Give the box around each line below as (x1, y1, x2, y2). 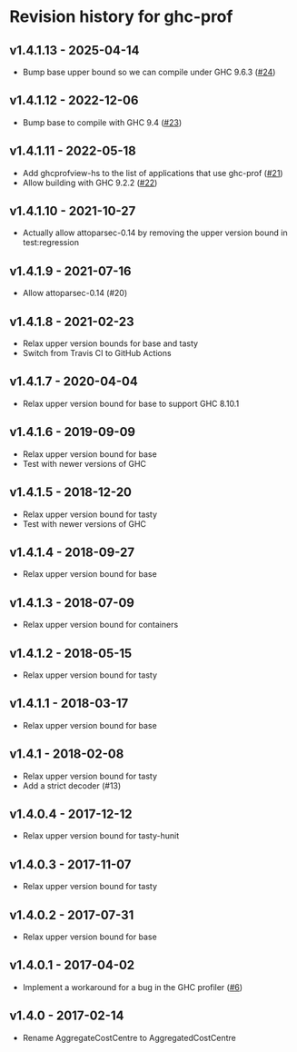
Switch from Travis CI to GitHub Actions (22, 348, 172, 359)
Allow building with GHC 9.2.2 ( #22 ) (22, 177, 158, 188)
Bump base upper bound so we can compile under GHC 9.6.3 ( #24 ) (22, 66, 276, 77)
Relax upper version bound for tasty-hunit (22, 830, 180, 841)
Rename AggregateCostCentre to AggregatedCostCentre (22, 1032, 236, 1043)
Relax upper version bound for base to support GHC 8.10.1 (22, 398, 240, 409)
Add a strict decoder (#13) (22, 779, 122, 791)
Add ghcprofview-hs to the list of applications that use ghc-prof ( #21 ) (22, 167, 283, 178)
